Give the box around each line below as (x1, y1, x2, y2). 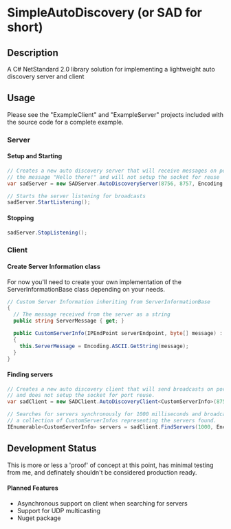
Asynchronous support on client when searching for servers (16, 499, 188, 507)
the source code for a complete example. (7, 118, 124, 126)
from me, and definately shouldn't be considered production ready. (7, 468, 197, 476)
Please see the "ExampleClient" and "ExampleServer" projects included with (7, 110, 224, 118)
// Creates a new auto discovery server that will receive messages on (7, 167, 217, 174)
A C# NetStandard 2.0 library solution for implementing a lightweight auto (7, 65, 215, 73)
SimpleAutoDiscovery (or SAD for (7, 5, 203, 21)
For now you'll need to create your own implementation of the (7, 277, 182, 286)
